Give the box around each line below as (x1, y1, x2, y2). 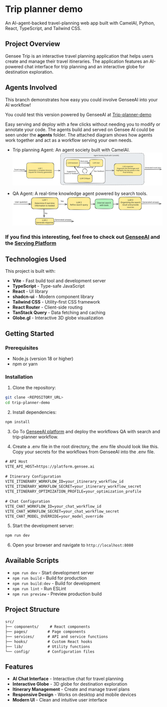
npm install (5, 420, 30, 425)
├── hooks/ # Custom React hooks (5, 639, 93, 644)
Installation (5, 373, 33, 380)
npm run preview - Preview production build (12, 591, 102, 597)
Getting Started (5, 329, 54, 338)
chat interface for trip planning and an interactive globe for (24, 63, 145, 69)
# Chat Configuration (5, 499, 50, 504)
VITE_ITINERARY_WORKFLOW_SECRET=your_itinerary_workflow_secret (5, 484, 142, 489)
